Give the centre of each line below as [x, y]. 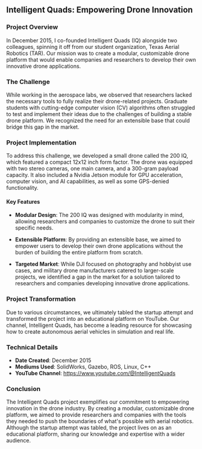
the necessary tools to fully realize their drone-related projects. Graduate [97, 101]
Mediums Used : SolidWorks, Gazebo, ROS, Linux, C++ [83, 367]
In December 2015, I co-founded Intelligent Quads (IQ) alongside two [92, 40]
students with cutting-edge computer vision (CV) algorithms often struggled [101, 108]
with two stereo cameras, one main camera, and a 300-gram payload [93, 169]
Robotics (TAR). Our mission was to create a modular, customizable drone [98, 53]
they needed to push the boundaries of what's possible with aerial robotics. [100, 421]
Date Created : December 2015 [53, 360]
